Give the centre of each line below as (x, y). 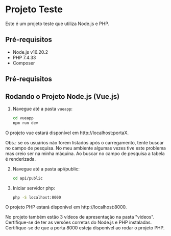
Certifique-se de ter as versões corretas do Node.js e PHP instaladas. (79, 222)
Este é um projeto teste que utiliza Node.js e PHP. (57, 24)
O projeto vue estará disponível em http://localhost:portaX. (67, 133)
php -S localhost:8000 (37, 197)
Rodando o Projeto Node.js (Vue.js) (63, 96)
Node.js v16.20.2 (30, 52)
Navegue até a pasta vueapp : (43, 109)
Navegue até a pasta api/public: (46, 169)
